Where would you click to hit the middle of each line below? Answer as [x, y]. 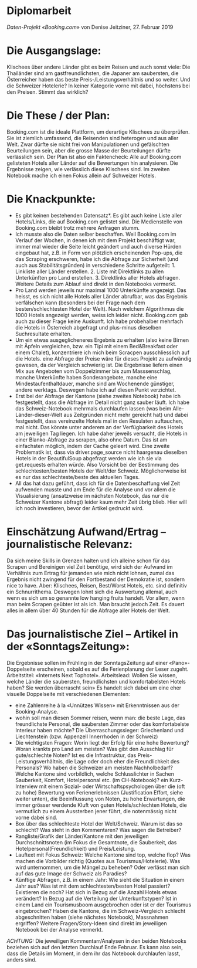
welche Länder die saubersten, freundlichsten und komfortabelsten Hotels [96, 681]
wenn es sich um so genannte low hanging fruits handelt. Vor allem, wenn [96, 598]
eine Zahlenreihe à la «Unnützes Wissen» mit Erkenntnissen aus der [97, 705]
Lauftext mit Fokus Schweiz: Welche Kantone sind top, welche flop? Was [103, 855]
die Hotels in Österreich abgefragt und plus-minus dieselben [88, 327]
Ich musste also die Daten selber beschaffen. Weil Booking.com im [96, 234]
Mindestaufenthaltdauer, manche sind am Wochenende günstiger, [95, 383]
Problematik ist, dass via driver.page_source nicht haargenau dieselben [101, 452]
